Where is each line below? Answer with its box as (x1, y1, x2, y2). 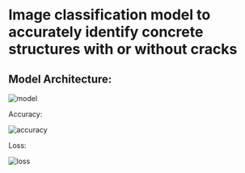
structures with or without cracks (8, 40, 238, 58)
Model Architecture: (8, 72, 112, 86)
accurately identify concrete (8, 23, 204, 41)
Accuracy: (8, 109, 43, 119)
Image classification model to (8, 6, 211, 24)
